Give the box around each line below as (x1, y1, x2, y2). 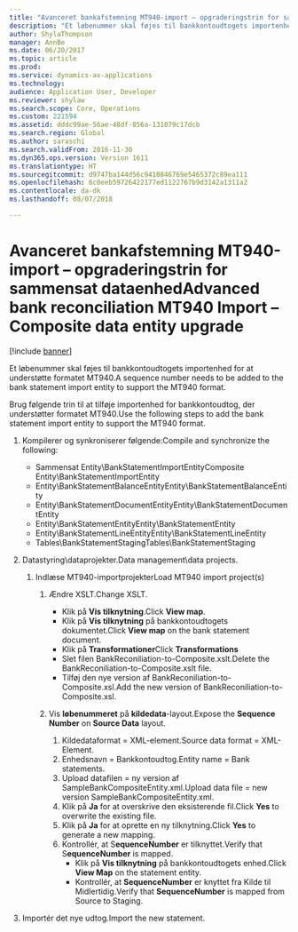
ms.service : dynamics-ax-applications (9, 71, 153, 80)
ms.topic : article (9, 54, 77, 63)
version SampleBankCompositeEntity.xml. (61, 792, 215, 802)
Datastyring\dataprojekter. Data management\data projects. (21, 554, 239, 565)
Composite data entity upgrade (9, 316, 244, 337)
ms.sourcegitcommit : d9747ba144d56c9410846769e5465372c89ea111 (9, 170, 248, 179)
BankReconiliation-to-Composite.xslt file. (61, 663, 212, 673)
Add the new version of (115, 681, 202, 692)
